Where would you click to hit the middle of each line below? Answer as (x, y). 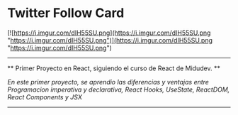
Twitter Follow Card (66, 13)
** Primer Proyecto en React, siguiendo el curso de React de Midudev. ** (114, 68)
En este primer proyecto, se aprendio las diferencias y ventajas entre (108, 82)
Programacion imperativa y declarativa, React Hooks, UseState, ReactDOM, (119, 89)
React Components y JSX (45, 97)
